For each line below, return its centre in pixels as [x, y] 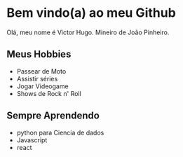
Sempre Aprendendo [53, 116]
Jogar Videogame [42, 86]
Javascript [32, 140]
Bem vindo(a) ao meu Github [91, 13]
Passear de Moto [41, 71]
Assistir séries [37, 78]
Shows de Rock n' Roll [49, 93]
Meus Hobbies [39, 54]
